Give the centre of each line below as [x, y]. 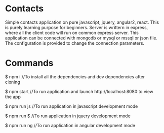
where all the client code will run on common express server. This [72, 33]
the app [13, 97]
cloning [13, 82]
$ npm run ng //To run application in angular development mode [70, 125]
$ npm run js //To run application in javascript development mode [72, 106]
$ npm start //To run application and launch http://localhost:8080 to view [79, 91]
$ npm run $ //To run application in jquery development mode [68, 116]
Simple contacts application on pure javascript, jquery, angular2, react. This [82, 22]
